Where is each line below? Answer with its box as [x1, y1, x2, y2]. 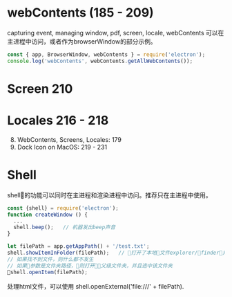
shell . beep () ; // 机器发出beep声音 [13, 224, 116, 231]
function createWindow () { [7, 211, 88, 218]
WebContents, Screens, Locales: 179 [17, 135, 122, 143]
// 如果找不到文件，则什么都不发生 [7, 255, 94, 262]
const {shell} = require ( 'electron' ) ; [7, 204, 119, 212]
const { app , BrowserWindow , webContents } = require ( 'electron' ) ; [7, 51, 206, 58]
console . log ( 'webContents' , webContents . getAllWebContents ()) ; [7, 57, 193, 64]
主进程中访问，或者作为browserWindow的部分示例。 [7, 37, 157, 46]
